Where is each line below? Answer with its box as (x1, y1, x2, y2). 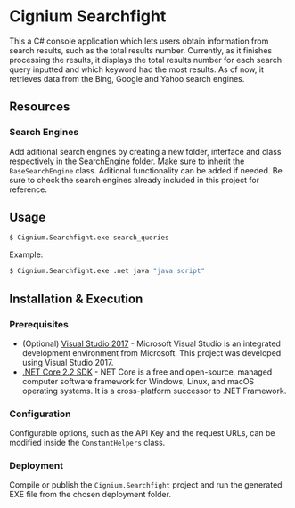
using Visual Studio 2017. (21, 357, 114, 367)
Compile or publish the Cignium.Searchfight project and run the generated (9, 480, 283, 490)
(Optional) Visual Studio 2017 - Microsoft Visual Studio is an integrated (21, 338, 281, 349)
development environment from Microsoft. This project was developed (21, 347, 282, 358)
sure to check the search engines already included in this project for (9, 174, 260, 185)
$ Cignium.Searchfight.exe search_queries (9, 233, 169, 242)
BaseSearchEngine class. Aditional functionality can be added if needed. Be (9, 165, 283, 175)
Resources (9, 100, 70, 115)
